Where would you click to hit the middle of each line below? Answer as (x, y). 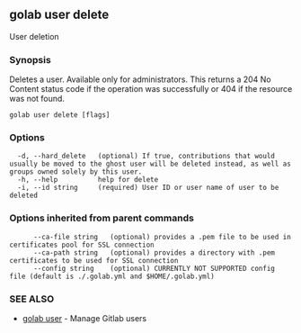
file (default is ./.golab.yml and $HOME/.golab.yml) (112, 276)
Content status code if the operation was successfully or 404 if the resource (151, 89)
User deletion (35, 36)
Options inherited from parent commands (102, 218)
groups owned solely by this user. (76, 172)
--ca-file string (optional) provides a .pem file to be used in (162, 237)
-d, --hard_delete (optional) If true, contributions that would (146, 157)
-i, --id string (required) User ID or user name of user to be (148, 188)
